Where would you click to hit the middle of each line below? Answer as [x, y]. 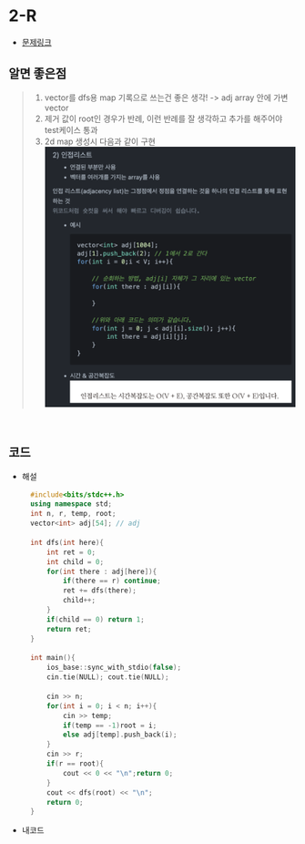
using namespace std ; [71, 504]
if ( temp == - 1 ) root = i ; [110, 726]
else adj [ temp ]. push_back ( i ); [120, 735]
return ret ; [69, 629]
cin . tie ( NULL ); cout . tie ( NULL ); [107, 677]
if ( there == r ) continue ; [112, 581]
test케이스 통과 [71, 129]
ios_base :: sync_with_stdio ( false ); [114, 668]
